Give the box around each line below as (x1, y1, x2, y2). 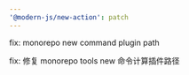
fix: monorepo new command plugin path (9, 37, 160, 48)
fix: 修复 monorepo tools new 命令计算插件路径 (9, 55, 180, 66)
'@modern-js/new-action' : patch (9, 12, 129, 22)
